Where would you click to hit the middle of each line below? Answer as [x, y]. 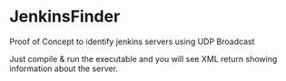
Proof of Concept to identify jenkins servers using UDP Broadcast [132, 41]
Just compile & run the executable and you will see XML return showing [143, 58]
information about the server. [64, 68]
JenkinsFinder [65, 17]
